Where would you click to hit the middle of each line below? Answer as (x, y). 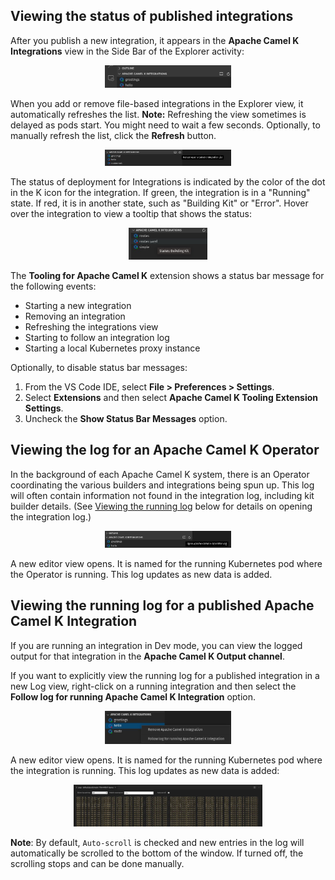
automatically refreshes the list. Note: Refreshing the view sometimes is (158, 114)
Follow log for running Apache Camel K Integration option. (133, 696)
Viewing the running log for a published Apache (162, 605)
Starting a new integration (78, 305)
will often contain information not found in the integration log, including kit (162, 495)
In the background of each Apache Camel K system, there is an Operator (160, 474)
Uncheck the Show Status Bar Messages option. (126, 418)
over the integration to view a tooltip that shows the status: (131, 214)
